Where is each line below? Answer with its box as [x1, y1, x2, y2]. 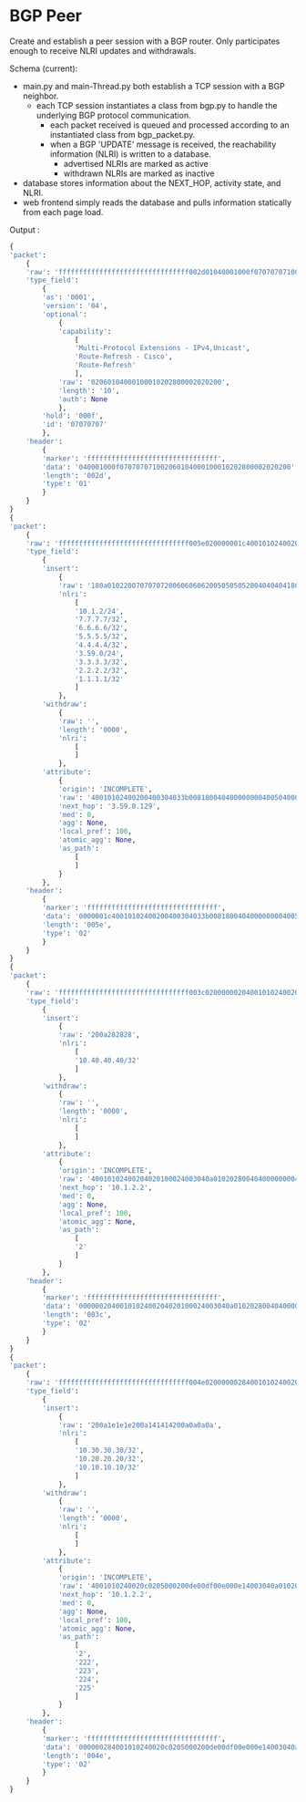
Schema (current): [9, 63, 78, 74]
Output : [9, 224, 40, 235]
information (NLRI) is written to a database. [49, 148, 211, 160]
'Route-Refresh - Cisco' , [74, 352, 173, 361]
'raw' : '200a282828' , [57, 1030, 141, 1040]
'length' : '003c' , [42, 1310, 112, 1320]
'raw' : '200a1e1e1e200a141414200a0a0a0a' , [57, 1420, 222, 1430]
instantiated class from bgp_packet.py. [49, 129, 196, 140]
